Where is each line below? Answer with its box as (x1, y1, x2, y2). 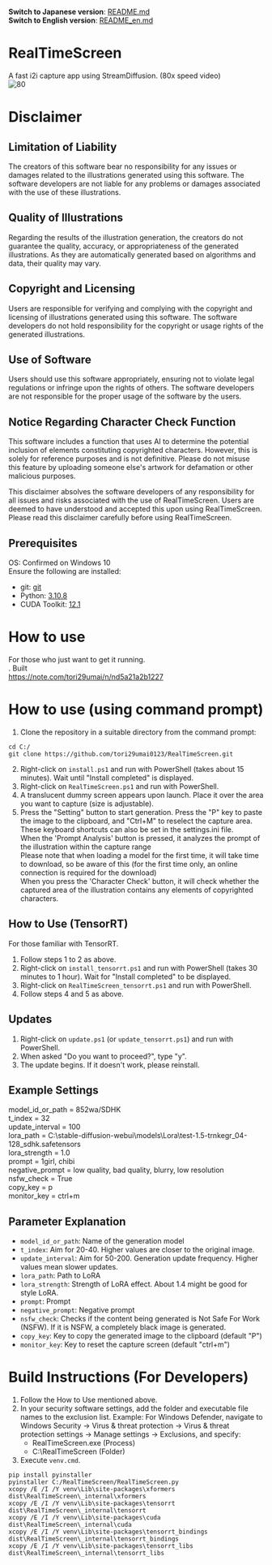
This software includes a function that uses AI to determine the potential (8, 437, 249, 446)
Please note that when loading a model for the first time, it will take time (19, 850, 259, 860)
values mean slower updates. (19, 1262, 119, 1272)
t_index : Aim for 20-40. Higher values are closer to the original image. (19, 1245, 255, 1255)
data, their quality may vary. (8, 258, 101, 268)
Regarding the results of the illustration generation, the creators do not (8, 232, 244, 242)
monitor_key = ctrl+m (8, 1191, 80, 1201)
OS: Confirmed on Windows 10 (8, 558, 111, 567)
